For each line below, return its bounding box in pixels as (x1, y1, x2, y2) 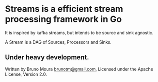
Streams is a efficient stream (5, 3, 124, 15)
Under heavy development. (5, 53, 89, 62)
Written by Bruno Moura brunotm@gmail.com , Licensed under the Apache (5, 66, 154, 72)
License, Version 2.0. (5, 71, 47, 77)
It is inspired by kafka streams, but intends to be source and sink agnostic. (5, 30, 154, 35)
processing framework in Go (5, 14, 122, 25)
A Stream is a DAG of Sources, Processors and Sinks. (5, 39, 111, 45)
